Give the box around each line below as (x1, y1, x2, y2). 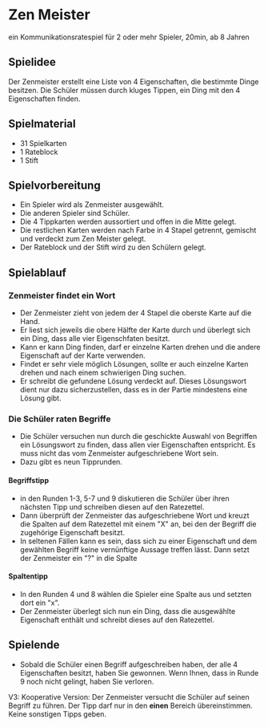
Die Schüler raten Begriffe (8, 413, 111, 424)
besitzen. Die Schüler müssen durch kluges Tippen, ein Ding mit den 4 (8, 85, 241, 95)
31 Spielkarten (19, 138, 67, 148)
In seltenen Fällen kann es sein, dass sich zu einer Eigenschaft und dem (19, 536, 258, 546)
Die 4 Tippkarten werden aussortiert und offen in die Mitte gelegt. (19, 217, 237, 226)
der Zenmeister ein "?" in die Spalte (19, 553, 138, 563)
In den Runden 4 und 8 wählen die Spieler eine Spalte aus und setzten (19, 589, 252, 599)
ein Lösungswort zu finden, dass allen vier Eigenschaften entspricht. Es (19, 440, 256, 450)
